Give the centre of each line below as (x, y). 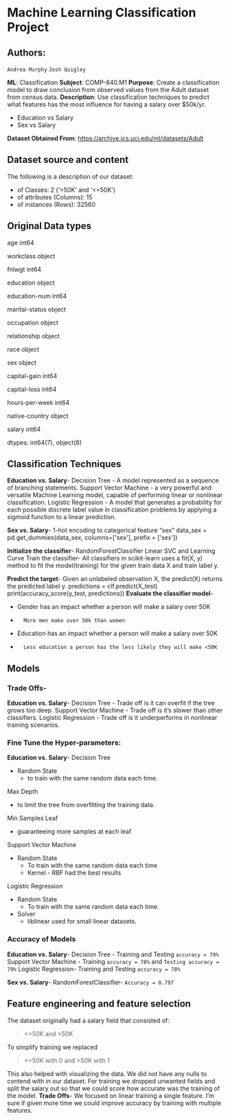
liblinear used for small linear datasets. (82, 921)
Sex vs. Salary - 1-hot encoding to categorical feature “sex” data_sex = (107, 530)
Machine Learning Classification (102, 13)
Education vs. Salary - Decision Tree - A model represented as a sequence (113, 481)
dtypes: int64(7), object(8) (45, 442)
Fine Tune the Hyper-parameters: (64, 743)
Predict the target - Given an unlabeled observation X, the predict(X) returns (115, 579)
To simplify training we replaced (53, 1047)
